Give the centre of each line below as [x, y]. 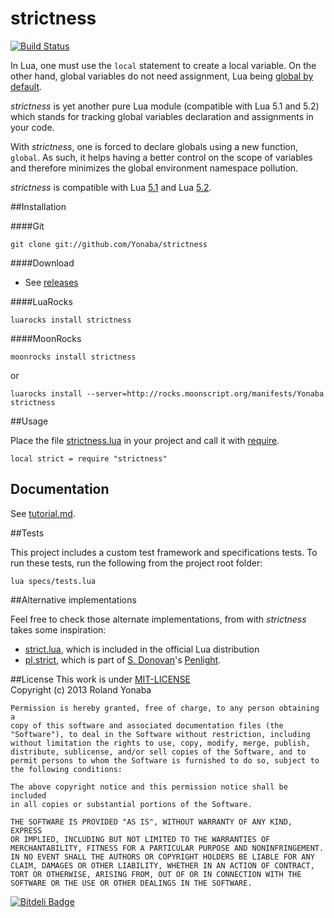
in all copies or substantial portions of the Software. [131, 804]
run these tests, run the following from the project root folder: [136, 563]
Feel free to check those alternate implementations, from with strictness [158, 619]
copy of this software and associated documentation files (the [147, 725]
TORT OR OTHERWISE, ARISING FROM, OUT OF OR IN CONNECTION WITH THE [156, 874]
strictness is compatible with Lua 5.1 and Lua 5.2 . [111, 187]
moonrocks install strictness [73, 357]
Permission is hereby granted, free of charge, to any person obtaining [165, 708]
